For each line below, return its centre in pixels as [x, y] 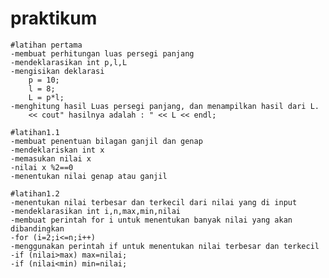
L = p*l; [46, 97]
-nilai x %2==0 [42, 167]
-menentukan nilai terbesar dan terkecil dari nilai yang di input [154, 202]
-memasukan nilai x [51, 158]
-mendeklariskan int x [57, 150]
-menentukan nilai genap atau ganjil [89, 176]
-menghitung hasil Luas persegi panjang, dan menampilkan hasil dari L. [165, 106]
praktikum [54, 18]
